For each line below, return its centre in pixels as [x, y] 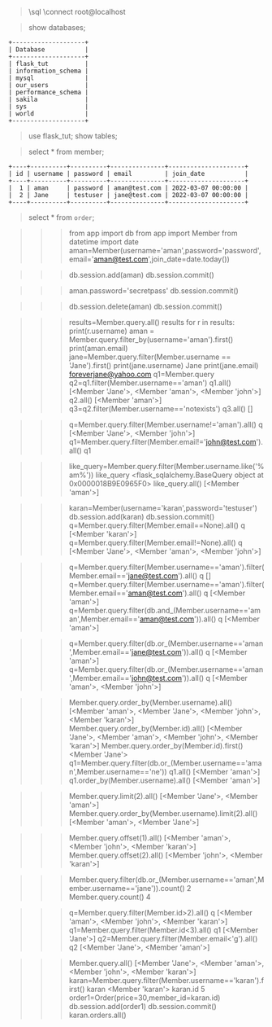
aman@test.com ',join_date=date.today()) [161, 259]
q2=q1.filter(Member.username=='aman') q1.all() [150, 383]
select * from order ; [61, 217]
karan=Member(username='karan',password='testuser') [163, 508]
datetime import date [104, 242]
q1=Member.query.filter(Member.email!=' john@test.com [163, 442]
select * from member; [66, 151]
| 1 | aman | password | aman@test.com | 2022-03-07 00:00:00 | [129, 188]
